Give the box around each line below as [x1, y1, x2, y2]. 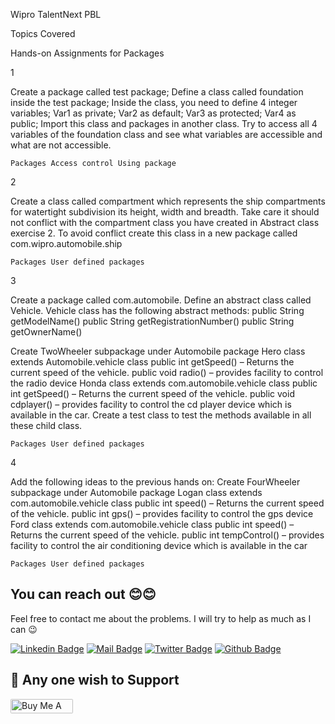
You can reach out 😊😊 [10, 586, 157, 603]
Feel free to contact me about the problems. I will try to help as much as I [10, 612, 312, 624]
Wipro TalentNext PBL [10, 9, 102, 20]
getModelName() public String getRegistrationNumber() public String [10, 315, 295, 327]
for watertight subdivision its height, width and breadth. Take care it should [10, 206, 320, 218]
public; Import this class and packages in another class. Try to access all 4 [10, 118, 318, 129]
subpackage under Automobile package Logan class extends [10, 487, 263, 498]
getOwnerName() [10, 326, 83, 338]
